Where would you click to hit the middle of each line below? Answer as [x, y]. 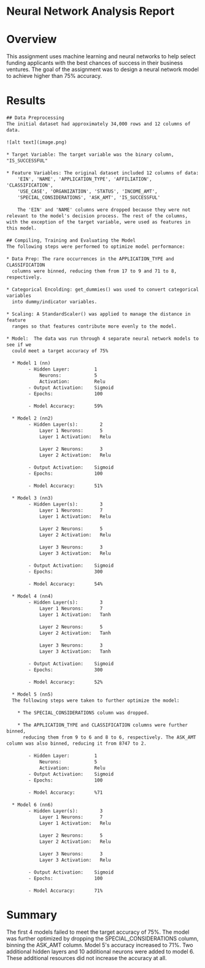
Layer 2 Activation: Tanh [75, 633]
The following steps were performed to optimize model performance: [96, 247]
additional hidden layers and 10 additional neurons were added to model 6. [100, 951]
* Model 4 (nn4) [33, 596]
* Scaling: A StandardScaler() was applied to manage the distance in [99, 314]
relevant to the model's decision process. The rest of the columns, [97, 216]
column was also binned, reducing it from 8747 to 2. [77, 743]
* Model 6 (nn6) [33, 805]
